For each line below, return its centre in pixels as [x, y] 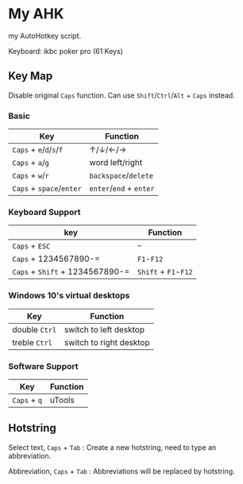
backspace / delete [121, 175]
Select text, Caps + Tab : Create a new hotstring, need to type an [112, 447]
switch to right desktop [107, 342]
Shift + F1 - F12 [165, 272]
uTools [62, 400]
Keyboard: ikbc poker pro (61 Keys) [66, 51]
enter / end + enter [122, 189]
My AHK [36, 14]
